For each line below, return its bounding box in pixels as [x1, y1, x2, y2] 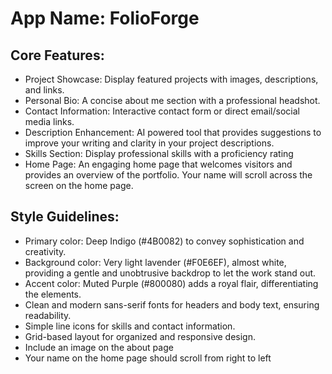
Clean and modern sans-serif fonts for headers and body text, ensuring [24, 298, 320, 311]
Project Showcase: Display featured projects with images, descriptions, [24, 73, 319, 85]
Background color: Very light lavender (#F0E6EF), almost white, [24, 256, 287, 268]
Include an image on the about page [24, 341, 174, 353]
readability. [24, 309, 72, 321]
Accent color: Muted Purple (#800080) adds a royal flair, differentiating [24, 277, 319, 289]
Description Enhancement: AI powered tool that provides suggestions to [24, 127, 322, 138]
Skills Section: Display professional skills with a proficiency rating [24, 148, 294, 159]
